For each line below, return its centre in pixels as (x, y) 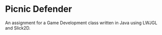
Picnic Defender (39, 9)
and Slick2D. (18, 28)
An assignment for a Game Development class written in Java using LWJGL (81, 23)
